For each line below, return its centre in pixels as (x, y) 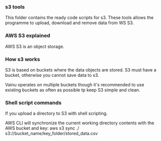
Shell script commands (33, 103)
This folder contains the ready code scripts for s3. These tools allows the (80, 18)
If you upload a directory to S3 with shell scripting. (56, 113)
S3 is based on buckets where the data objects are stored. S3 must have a (81, 70)
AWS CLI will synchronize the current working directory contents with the (80, 123)
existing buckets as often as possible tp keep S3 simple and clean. (73, 90)
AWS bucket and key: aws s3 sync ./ (42, 128)
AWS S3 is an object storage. (35, 46)
